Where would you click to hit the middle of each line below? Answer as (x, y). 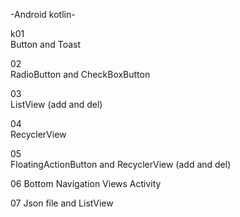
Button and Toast (46, 44)
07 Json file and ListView (62, 203)
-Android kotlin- (43, 14)
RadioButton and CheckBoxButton (80, 74)
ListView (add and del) (56, 104)
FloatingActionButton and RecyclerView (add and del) (121, 164)
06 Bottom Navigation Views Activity (86, 183)
